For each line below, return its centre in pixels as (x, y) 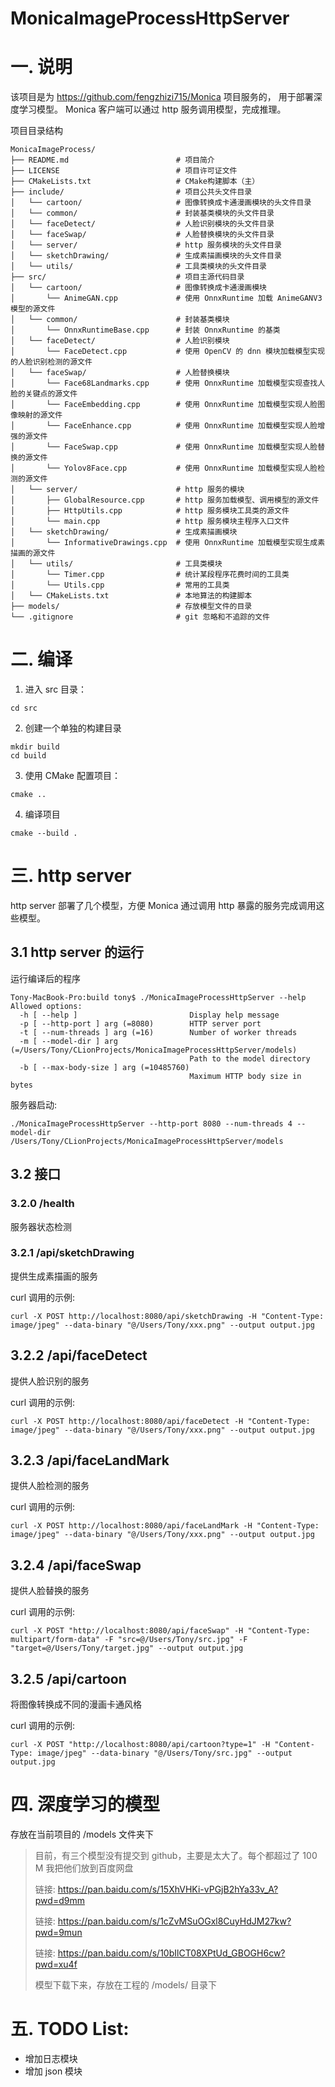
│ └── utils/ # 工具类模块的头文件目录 (138, 267)
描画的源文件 (33, 553)
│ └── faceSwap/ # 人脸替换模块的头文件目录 (142, 235)
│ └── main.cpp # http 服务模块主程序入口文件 (150, 522)
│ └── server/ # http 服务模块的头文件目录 (146, 245)
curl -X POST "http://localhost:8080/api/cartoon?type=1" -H (140, 1745)
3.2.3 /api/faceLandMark (90, 1460)
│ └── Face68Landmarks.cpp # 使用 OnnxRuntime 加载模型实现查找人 (168, 383)
